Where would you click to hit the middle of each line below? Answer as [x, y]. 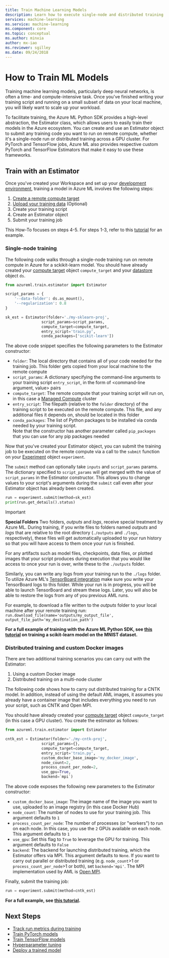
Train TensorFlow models [39, 939]
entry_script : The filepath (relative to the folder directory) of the [80, 404]
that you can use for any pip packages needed [61, 436]
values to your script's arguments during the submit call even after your [79, 483]
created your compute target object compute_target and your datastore [79, 270]
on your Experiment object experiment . [45, 457]
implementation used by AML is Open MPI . [57, 872]
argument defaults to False [41, 845]
